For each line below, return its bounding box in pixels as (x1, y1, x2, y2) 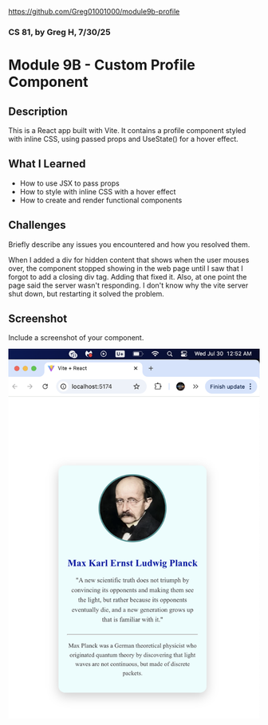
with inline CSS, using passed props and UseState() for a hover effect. (8, 134, 239, 143)
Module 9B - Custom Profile (8, 56, 195, 74)
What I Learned (8, 157, 86, 170)
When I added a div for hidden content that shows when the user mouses (8, 255, 250, 265)
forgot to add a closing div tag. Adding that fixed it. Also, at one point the (8, 272, 247, 281)
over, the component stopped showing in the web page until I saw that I (8, 263, 243, 273)
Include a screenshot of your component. (8, 333, 144, 343)
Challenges (8, 218, 66, 232)
